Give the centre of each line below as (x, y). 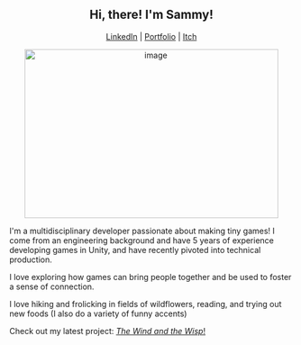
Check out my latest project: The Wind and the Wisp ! (107, 331)
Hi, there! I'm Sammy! (151, 15)
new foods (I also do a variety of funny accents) (98, 313)
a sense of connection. (52, 286)
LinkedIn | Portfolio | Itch (151, 36)
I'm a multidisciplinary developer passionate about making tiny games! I (142, 231)
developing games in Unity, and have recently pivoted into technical (135, 250)
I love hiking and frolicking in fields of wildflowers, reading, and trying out (146, 304)
